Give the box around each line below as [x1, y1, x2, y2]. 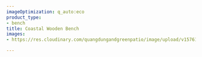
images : [6, 31, 26, 37]
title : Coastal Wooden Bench [6, 25, 79, 32]
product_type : [6, 14, 42, 20]
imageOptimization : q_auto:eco [6, 8, 85, 15]
